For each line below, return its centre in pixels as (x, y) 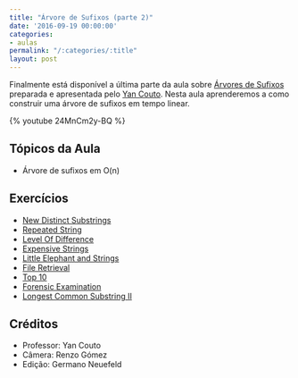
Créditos (34, 324)
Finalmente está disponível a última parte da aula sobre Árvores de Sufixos (147, 84)
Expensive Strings (55, 248)
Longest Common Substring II (77, 296)
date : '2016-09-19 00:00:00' (63, 26)
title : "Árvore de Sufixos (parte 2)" (81, 17)
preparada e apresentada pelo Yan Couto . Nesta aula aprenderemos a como (149, 94)
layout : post (33, 59)
